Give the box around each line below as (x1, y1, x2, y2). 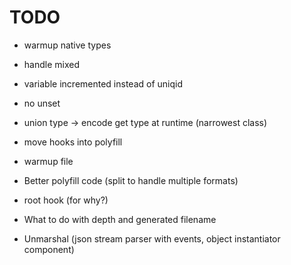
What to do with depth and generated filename (23, 213, 217, 225)
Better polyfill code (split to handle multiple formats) (23, 174, 239, 186)
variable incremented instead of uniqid (23, 77, 184, 90)
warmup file (23, 155, 74, 167)
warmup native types (23, 39, 112, 51)
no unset (23, 97, 61, 109)
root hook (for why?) (23, 194, 109, 206)
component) (23, 243, 75, 255)
